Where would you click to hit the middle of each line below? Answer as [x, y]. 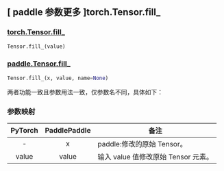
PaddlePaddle [68, 131]
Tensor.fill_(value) [37, 47]
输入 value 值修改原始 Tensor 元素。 [155, 157]
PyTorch [25, 131]
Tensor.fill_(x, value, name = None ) [58, 78]
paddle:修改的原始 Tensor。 [142, 144]
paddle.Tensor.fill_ [39, 64]
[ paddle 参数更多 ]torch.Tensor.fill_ [84, 12]
